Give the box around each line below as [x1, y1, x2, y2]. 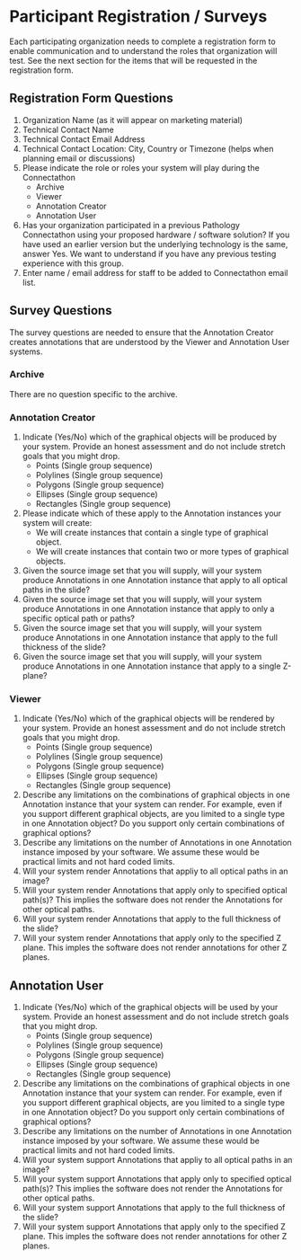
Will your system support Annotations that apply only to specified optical [22, 1174, 292, 1185]
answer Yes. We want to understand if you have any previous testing [22, 248, 277, 259]
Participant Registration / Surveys [9, 6, 268, 27]
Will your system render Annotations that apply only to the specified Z [22, 933, 281, 944]
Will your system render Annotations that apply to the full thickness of [22, 914, 281, 925]
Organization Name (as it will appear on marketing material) [22, 114, 243, 125]
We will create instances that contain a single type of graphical [35, 528, 269, 538]
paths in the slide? [22, 584, 91, 595]
